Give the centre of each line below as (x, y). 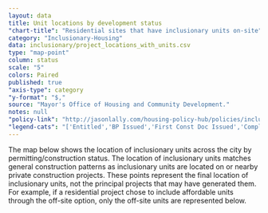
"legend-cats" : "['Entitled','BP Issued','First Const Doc (108, 127)
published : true (35, 82)
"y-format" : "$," (37, 97)
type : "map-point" (39, 53)
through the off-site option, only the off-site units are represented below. (128, 200)
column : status (33, 61)
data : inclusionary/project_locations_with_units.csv (100, 45)
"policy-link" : (33, 120)
